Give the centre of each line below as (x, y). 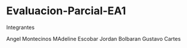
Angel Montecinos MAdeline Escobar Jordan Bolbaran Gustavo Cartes (93, 39)
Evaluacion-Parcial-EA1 (66, 11)
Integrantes (21, 27)
